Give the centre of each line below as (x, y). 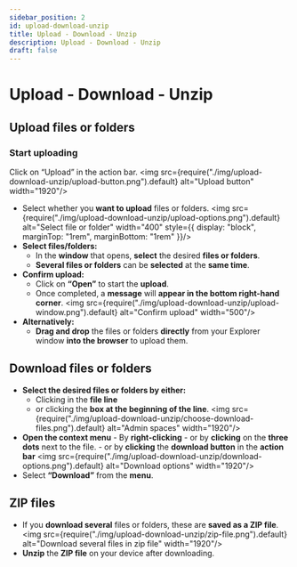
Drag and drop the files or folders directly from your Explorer (148, 331)
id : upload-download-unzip (59, 26)
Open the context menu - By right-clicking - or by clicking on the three (155, 437)
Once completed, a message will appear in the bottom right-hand (157, 293)
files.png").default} (70, 427)
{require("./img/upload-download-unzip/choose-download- (144, 418)
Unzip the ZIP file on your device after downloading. (118, 553)
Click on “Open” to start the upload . (102, 284)
